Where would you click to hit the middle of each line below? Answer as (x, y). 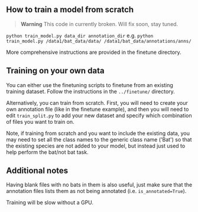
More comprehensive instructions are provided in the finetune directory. (94, 52)
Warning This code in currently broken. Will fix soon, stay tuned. (99, 24)
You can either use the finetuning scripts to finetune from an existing (90, 85)
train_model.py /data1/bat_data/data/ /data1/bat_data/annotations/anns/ (99, 41)
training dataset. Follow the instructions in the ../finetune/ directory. (91, 91)
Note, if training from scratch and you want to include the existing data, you (98, 133)
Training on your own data (55, 71)
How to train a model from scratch (70, 10)
